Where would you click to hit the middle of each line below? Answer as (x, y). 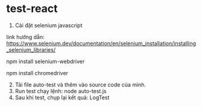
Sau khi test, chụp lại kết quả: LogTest (62, 97)
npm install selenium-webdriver (46, 61)
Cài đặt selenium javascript (49, 25)
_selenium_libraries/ (31, 49)
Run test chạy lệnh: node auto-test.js (61, 91)
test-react (32, 9)
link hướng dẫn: (26, 37)
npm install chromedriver (37, 73)
